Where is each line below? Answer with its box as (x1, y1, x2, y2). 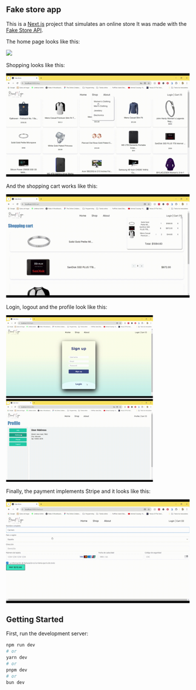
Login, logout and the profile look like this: (6, 304, 107, 311)
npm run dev (6, 642, 35, 648)
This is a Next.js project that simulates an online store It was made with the (6, 20, 187, 27)
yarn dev (6, 655, 28, 661)
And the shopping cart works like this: (6, 182, 98, 190)
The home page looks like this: (6, 38, 80, 45)
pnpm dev (6, 667, 28, 673)
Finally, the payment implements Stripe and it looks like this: (6, 488, 151, 495)
